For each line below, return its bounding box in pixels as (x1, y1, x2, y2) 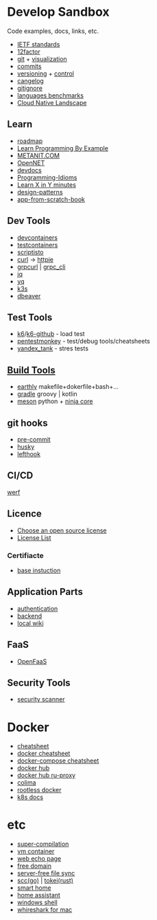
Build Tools (7, 364, 56, 376)
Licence (7, 508, 43, 519)
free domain (16, 862, 52, 870)
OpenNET (16, 159, 45, 167)
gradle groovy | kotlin (16, 390, 77, 399)
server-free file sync (16, 869, 75, 877)
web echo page (16, 855, 62, 863)
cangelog (16, 76, 45, 85)
